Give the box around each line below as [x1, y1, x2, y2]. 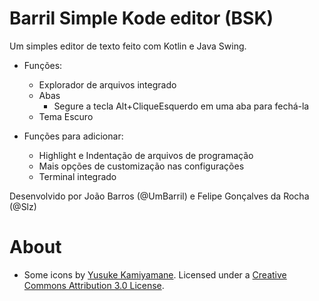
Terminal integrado [38, 170, 117, 182]
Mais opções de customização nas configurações [38, 160, 245, 172]
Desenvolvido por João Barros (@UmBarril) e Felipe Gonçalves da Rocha [9, 190, 310, 202]
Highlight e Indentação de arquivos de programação [38, 149, 254, 161]
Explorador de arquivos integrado [38, 78, 177, 91]
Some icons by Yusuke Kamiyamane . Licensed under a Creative [23, 268, 287, 281]
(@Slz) [9, 200, 37, 212]
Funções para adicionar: [23, 130, 124, 142]
